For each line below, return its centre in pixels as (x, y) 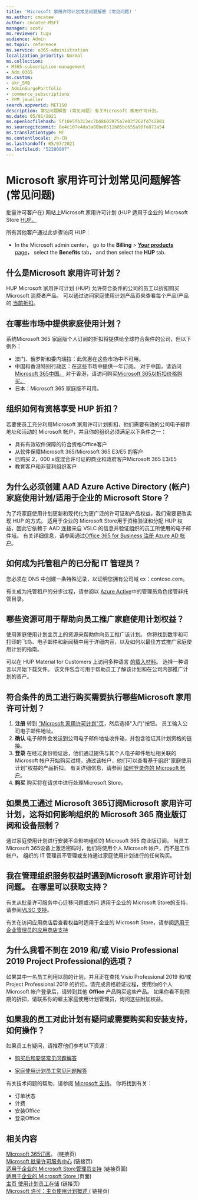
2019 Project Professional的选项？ (70, 961)
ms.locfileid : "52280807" (38, 149)
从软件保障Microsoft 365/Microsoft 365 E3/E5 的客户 (79, 451)
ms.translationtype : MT (35, 133)
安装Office (27, 1111)
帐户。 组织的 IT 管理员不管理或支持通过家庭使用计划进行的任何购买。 (91, 855)
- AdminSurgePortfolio (34, 89)
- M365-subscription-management (46, 67)
